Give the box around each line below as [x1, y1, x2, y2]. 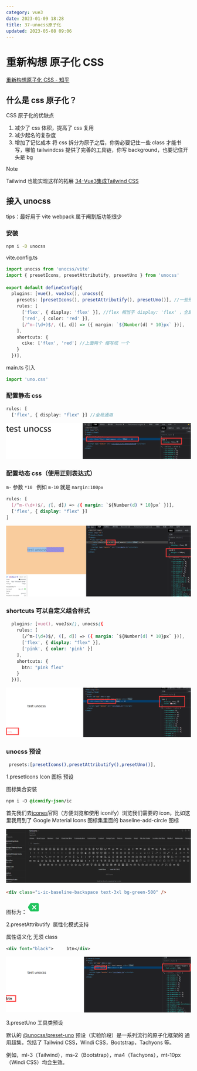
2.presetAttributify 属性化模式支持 [6, 921, 89, 928]
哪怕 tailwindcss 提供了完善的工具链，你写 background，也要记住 [25, 147, 184, 153]
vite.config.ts [6, 254, 38, 261]
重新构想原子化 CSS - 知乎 [6, 76, 70, 83]
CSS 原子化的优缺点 [6, 112, 55, 118]
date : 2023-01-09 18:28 [6, 15, 64, 22]
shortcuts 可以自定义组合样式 [6, 607, 90, 615]
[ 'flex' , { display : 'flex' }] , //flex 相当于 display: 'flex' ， [21, 310, 184, 316]
